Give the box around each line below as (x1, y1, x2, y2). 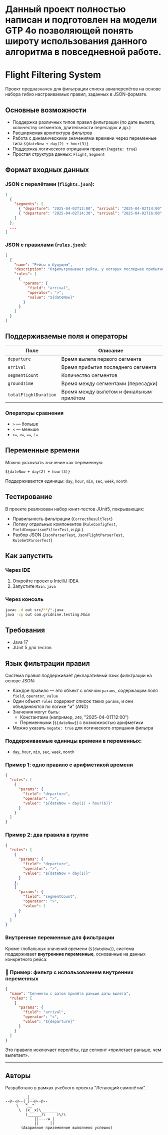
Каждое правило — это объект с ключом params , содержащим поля (12, 687, 158, 694)
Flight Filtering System (5, 69, 101, 81)
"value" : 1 (23, 903, 46, 908)
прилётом (61, 394, 85, 401)
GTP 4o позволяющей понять (5, 25, 133, 36)
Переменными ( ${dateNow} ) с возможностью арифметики (19, 719, 143, 726)
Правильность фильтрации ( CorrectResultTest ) (12, 515, 113, 522)
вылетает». (5, 1052, 29, 1058)
